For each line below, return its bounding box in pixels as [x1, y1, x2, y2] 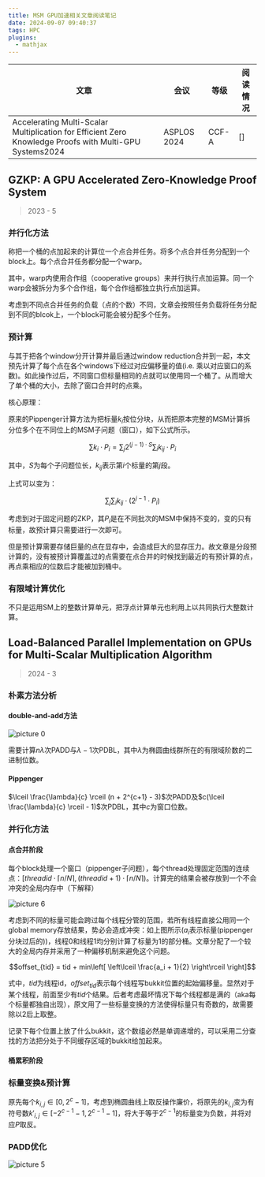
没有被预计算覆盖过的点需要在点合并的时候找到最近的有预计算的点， [35, 551, 257, 561]
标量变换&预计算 [8, 1077, 71, 1088]
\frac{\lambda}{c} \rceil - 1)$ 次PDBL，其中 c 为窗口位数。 [8, 802, 192, 812]
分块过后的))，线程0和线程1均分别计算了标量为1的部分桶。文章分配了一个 [8, 937, 244, 946]
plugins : [8, 33, 37, 42]
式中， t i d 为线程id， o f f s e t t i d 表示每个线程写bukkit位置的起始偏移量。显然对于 [8, 978, 255, 989]
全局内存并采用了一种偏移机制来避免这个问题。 [21, 947, 174, 956]
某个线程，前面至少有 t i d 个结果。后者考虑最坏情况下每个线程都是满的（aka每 [8, 989, 256, 999]
